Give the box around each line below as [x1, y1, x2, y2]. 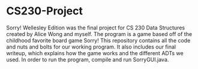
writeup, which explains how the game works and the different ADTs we [6, 49, 184, 56]
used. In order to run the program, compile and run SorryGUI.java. [6, 56, 169, 63]
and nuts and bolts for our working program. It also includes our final [6, 43, 176, 50]
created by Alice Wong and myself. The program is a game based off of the [6, 30, 193, 37]
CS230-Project [6, 4, 83, 18]
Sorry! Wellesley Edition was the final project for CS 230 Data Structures [6, 24, 185, 31]
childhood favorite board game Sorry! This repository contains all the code [6, 37, 191, 44]
